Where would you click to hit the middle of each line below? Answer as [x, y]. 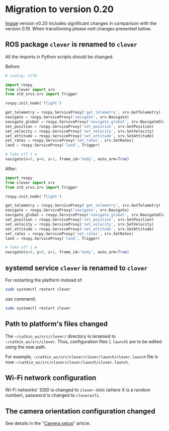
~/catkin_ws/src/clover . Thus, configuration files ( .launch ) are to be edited [83, 341]
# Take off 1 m [21, 154]
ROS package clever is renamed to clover [71, 45]
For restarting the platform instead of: [44, 280]
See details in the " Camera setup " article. [48, 423]
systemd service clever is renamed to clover [76, 268]
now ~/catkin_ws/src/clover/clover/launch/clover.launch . [67, 362]
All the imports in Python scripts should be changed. [60, 57]
